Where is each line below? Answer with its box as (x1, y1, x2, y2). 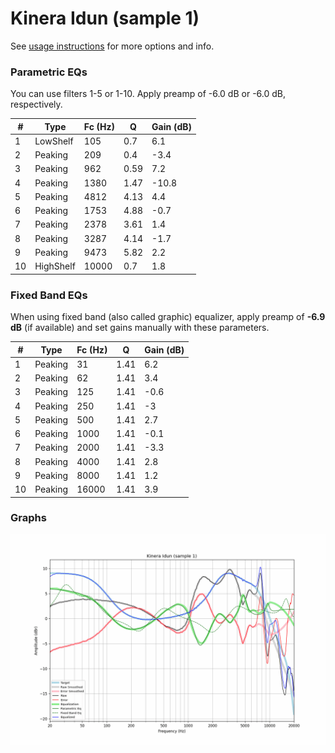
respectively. (10, 98, 63, 111)
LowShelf (34, 135, 74, 147)
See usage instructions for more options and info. (10, 40, 215, 52)
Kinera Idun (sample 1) (10, 7, 200, 30)
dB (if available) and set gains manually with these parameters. (10, 322, 270, 334)
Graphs (10, 511, 47, 525)
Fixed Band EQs (10, 288, 88, 302)
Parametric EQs (10, 65, 88, 79)
